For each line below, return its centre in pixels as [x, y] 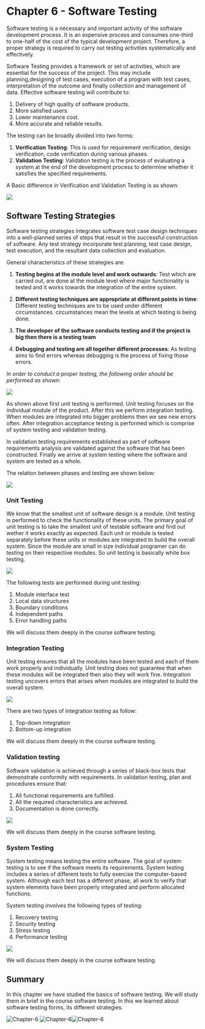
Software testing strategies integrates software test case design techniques [102, 230]
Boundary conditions [42, 607]
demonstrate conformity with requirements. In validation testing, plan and [99, 777]
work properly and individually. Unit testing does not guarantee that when [99, 668]
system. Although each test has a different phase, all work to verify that [96, 880]
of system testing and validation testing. [57, 430]
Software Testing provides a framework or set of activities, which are [93, 66]
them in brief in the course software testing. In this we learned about [93, 1001]
